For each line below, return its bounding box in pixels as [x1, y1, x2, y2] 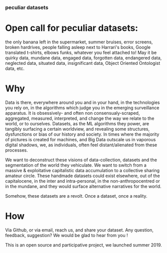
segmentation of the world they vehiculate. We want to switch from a [5, 162, 147, 168]
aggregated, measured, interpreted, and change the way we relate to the [5, 115, 155, 121]
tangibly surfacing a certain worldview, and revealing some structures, [5, 126, 150, 132]
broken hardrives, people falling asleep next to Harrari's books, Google [5, 44, 151, 50]
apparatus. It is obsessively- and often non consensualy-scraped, [5, 110, 140, 116]
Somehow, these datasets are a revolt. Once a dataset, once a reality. [5, 193, 148, 199]
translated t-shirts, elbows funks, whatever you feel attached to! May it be [5, 49, 157, 55]
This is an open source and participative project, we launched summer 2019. [5, 242, 162, 248]
